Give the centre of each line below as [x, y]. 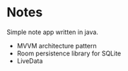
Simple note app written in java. [52, 32]
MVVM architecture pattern [57, 45]
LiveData [30, 60]
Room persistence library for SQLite [69, 53]
